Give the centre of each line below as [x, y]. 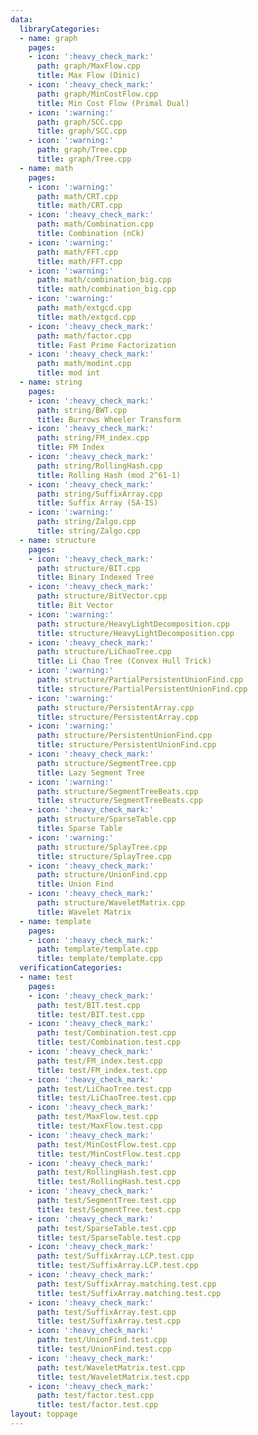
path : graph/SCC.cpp [79, 122]
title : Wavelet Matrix [84, 912]
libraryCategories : [60, 29]
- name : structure [58, 540]
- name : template [55, 921]
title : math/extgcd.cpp [86, 317]
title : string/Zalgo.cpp [88, 531]
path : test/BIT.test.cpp [88, 1005]
